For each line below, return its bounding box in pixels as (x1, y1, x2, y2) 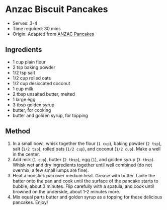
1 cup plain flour (12, 59, 46, 65)
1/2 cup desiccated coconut (12, 80, 70, 86)
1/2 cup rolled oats (12, 75, 51, 81)
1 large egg (12, 96, 36, 102)
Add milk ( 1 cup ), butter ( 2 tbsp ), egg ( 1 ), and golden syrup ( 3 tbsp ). (12, 156, 155, 162)
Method (5, 127, 31, 135)
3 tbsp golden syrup (12, 102, 55, 108)
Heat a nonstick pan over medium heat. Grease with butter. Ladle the (12, 172, 155, 178)
